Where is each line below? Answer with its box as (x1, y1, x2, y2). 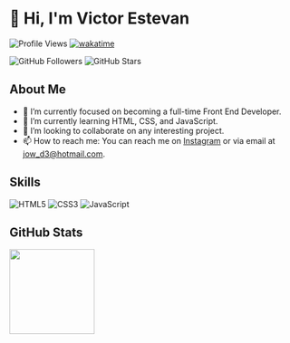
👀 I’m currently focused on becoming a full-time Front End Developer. (22, 106, 282, 117)
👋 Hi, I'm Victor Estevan (9, 8, 190, 29)
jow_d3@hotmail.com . (22, 148, 106, 159)
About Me (9, 81, 66, 98)
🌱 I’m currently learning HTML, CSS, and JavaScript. (22, 115, 218, 126)
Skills (9, 175, 41, 190)
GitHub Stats (9, 224, 83, 240)
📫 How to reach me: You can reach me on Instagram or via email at (22, 135, 275, 146)
